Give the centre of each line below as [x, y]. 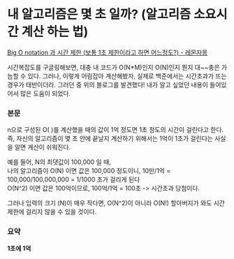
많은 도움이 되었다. [45, 93]
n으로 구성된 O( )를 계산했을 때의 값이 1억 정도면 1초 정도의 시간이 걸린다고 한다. [116, 130]
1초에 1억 [19, 248]
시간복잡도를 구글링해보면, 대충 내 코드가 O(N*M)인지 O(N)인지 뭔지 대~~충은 [114, 67]
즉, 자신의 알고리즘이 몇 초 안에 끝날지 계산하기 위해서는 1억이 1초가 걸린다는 [110, 139]
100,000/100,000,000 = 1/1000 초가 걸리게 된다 [74, 179]
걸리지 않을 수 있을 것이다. [61, 212]
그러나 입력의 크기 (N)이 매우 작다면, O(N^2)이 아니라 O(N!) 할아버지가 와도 [110, 203]
